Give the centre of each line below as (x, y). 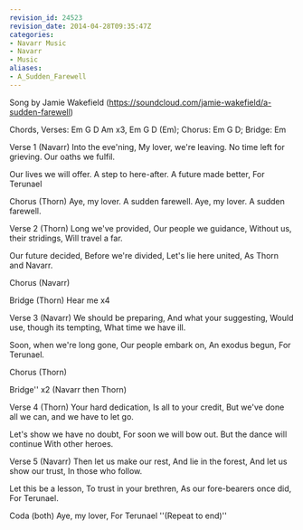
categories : (32, 34)
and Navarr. (31, 265)
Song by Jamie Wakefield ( (60, 102)
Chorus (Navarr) (40, 282)
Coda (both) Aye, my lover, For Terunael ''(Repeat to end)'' (118, 516)
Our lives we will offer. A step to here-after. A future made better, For (137, 174)
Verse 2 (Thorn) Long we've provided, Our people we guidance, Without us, (151, 228)
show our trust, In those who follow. (76, 470)
